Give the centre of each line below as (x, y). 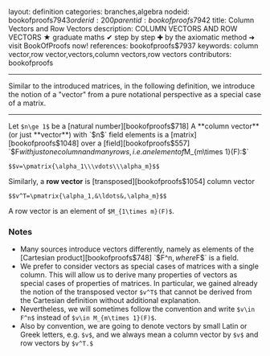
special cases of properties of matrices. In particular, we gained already (139, 284)
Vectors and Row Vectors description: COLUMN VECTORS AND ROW (123, 29)
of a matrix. (27, 103)
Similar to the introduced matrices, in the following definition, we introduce (132, 86)
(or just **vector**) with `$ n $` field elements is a (89, 135)
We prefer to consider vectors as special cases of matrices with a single (139, 266)
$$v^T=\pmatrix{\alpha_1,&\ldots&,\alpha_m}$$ (88, 196)
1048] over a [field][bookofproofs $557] (125, 143)
